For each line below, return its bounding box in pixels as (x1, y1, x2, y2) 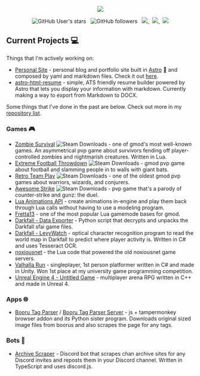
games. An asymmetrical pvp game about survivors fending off (14, 147, 170, 154)
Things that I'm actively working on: (6, 54, 94, 62)
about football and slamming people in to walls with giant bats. (14, 166, 169, 173)
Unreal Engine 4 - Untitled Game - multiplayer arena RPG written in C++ (14, 274, 192, 281)
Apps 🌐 (6, 295, 29, 304)
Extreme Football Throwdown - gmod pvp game (14, 160, 185, 167)
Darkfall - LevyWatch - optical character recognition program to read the (14, 230, 194, 237)
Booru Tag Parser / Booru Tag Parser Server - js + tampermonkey (14, 308, 177, 316)
